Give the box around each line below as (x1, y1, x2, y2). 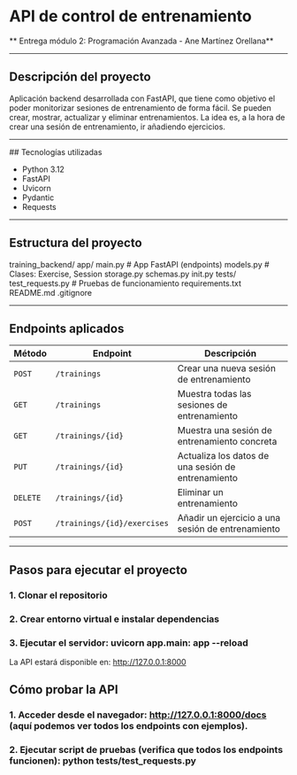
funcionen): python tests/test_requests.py (9, 755, 197, 767)
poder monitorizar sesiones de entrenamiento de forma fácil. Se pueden (9, 102, 272, 112)
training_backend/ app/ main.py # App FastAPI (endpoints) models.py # (9, 259, 270, 269)
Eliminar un (177, 486, 224, 499)
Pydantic (21, 192, 55, 203)
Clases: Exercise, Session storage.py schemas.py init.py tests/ (9, 268, 237, 279)
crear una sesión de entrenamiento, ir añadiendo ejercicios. (9, 121, 225, 132)
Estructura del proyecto (9, 236, 143, 251)
